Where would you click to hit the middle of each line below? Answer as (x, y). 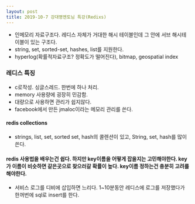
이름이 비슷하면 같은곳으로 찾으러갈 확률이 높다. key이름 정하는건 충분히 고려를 (100, 166)
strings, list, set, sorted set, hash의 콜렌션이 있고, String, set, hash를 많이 (101, 137)
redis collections (27, 123)
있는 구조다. (44, 42)
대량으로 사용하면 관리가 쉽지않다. (53, 102)
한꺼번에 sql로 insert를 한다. (47, 195)
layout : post (22, 11)
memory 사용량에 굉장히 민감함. (51, 94)
